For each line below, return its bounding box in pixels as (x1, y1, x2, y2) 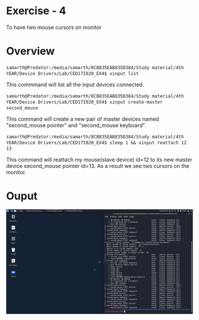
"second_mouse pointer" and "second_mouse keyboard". (6, 121, 146, 128)
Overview (6, 44, 55, 58)
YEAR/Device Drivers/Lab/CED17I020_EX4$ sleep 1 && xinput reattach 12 (6, 140, 187, 146)
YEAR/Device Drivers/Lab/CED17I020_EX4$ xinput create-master (6, 99, 163, 105)
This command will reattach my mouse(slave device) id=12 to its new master (6, 156, 192, 163)
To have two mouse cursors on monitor (6, 24, 102, 31)
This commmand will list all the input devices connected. (6, 81, 145, 88)
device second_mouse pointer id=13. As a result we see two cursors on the (6, 162, 190, 169)
